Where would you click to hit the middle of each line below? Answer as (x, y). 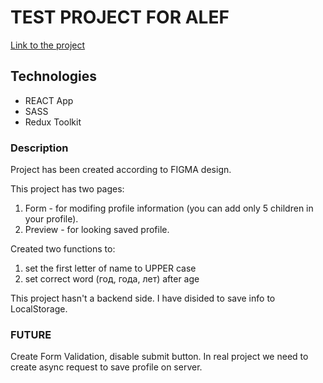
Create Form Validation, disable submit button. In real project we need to (159, 357)
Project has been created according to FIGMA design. (121, 170)
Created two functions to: (63, 249)
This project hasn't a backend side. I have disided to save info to (143, 298)
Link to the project (48, 45)
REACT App (49, 100)
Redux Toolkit (53, 122)
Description (39, 148)
